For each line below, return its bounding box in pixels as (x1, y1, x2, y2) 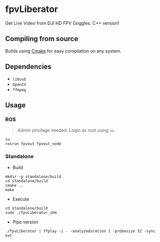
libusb (12, 77, 26, 82)
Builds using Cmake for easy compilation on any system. (5, 48, 121, 54)
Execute (12, 196, 29, 202)
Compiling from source (5, 35, 78, 43)
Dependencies (5, 63, 51, 71)
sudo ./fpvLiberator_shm (5, 210, 57, 215)
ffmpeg (12, 87, 26, 92)
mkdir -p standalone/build (5, 174, 61, 179)
